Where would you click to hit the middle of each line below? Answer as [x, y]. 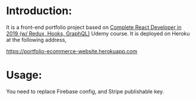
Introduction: [39, 11]
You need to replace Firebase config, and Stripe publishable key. [85, 91]
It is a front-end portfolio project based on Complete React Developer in [94, 27]
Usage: [24, 75]
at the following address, [37, 40]
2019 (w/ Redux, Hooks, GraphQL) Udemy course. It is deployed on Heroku [98, 33]
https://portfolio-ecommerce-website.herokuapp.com [72, 51]
